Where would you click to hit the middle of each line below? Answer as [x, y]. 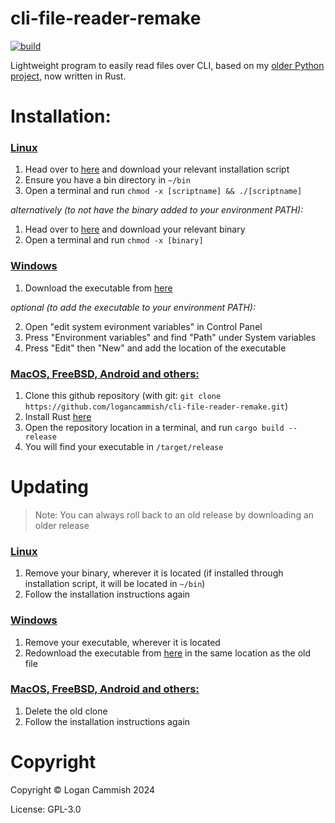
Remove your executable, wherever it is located [122, 642]
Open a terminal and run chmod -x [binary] [114, 240]
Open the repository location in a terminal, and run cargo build [154, 428]
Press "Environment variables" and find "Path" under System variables [170, 337]
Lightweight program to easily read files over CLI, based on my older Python [167, 65]
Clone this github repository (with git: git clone [123, 396]
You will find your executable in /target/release [124, 447]
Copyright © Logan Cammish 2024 [83, 789]
